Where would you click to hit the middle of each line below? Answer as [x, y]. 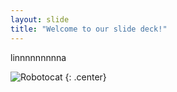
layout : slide [40, 19]
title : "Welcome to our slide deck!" [89, 29]
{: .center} [85, 77]
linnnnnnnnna [38, 57]
